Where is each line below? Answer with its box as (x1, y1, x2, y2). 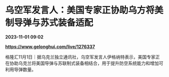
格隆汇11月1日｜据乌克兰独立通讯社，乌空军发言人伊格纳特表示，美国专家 (5, 53, 156, 60)
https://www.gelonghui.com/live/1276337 (5, 43, 95, 49)
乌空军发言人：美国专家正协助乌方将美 (5, 4, 164, 16)
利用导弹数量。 (5, 66, 36, 72)
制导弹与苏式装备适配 (5, 17, 94, 28)
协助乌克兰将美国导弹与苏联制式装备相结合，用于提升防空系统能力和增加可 (9, 60, 163, 66)
